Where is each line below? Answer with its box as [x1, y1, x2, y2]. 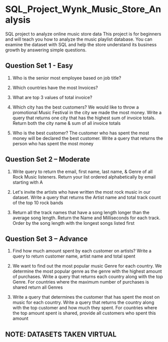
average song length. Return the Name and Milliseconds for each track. [12, 215, 161, 221]
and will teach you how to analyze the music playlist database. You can [5, 36, 152, 42]
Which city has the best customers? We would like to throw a [12, 104, 139, 110]
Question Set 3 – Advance [5, 234, 88, 243]
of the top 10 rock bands [12, 200, 63, 206]
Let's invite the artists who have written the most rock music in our [12, 189, 151, 195]
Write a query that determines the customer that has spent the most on [12, 294, 160, 300]
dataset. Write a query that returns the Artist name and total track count [12, 194, 161, 200]
